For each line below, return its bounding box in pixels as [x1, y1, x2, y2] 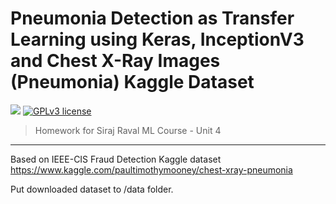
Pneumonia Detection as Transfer [10, 7, 295, 30]
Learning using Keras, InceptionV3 [10, 28, 305, 51]
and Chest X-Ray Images [10, 50, 221, 72]
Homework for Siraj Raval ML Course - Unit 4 [34, 124, 222, 136]
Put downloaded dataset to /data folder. [10, 183, 174, 195]
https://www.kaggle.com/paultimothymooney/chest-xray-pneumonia [10, 163, 293, 176]
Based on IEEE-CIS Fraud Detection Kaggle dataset [10, 153, 222, 165]
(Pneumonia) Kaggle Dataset [10, 71, 255, 94]
